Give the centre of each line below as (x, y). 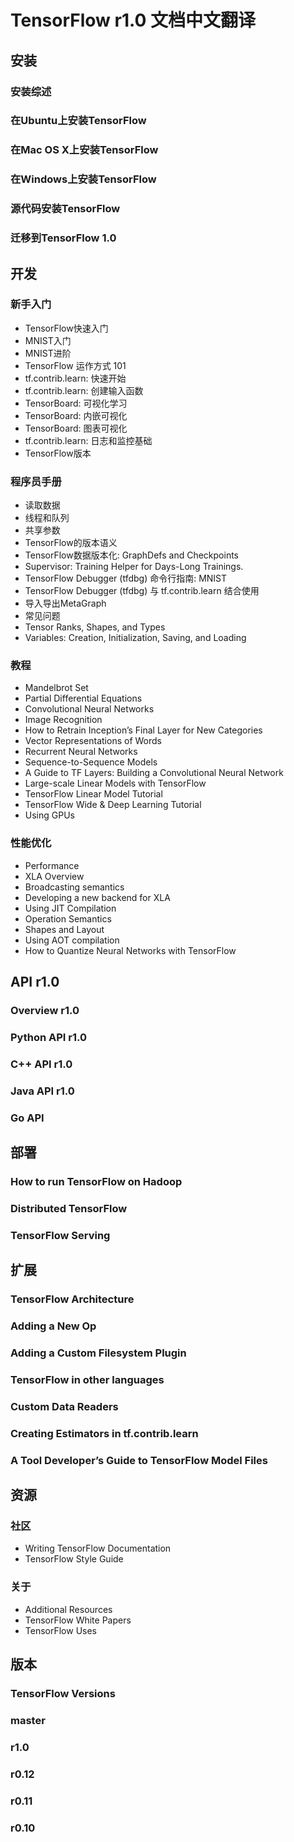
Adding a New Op (53, 1326)
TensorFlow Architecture (72, 1299)
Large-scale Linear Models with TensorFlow (115, 783)
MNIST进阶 (48, 353)
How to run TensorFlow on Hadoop (96, 1181)
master (28, 1720)
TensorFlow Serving (60, 1235)
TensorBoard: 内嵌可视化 (76, 415)
